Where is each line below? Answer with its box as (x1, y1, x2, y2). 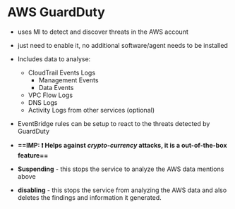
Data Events (38, 83, 74, 91)
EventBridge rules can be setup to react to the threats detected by (17, 119, 210, 127)
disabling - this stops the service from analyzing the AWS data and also (17, 186, 227, 194)
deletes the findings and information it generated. (17, 193, 162, 201)
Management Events (38, 75, 99, 84)
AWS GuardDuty (7, 4, 106, 20)
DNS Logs (28, 98, 58, 106)
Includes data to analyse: (17, 54, 91, 63)
